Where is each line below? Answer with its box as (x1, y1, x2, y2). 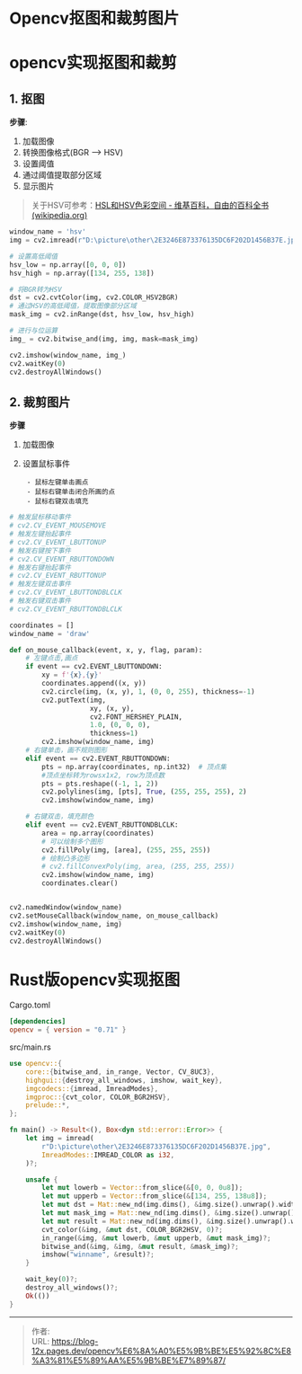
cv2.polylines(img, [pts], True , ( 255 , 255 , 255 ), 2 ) (41, 787, 247, 796)
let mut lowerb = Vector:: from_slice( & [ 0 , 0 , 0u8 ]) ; (41, 1183, 244, 1192)
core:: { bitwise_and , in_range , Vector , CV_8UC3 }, (25, 1067, 216, 1077)
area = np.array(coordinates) (41, 829, 155, 838)
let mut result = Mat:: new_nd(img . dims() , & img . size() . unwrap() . (41, 1217, 292, 1226)
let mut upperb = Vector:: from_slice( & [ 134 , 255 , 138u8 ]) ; (41, 1192, 268, 1201)
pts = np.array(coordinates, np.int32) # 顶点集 (41, 762, 227, 771)
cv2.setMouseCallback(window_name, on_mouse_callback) (9, 911, 219, 920)
